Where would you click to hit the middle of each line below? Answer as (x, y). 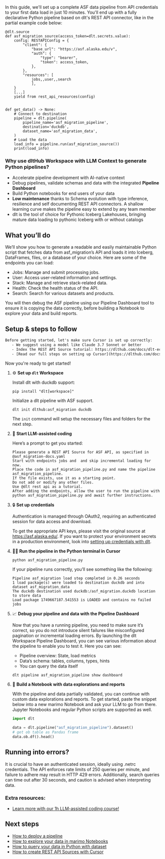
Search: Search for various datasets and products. (63, 294)
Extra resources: (25, 798)
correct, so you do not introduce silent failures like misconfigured (78, 631)
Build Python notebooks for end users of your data (63, 193)
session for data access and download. (52, 522)
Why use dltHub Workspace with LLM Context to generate (76, 161)
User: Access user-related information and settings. (65, 278)
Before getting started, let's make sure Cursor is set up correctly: (79, 340)
